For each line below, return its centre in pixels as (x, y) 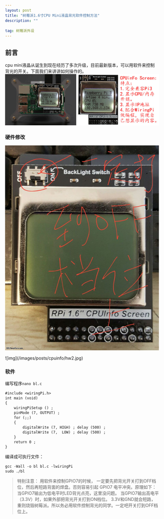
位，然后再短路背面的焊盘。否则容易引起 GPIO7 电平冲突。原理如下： (87, 487)
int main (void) (21, 398)
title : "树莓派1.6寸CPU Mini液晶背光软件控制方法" (52, 15)
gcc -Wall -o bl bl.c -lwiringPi (39, 466)
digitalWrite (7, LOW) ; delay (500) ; (64, 432)
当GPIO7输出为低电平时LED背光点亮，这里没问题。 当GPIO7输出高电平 (88, 493)
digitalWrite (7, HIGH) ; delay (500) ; (64, 427)
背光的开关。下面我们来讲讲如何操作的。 (46, 71)
